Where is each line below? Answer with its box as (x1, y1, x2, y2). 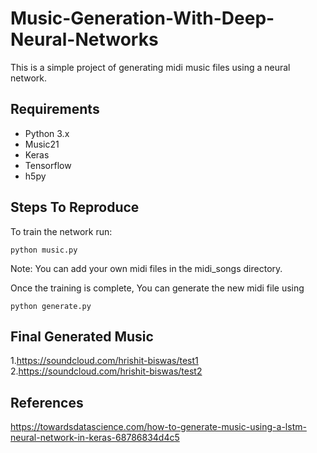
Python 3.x (24, 127, 70, 139)
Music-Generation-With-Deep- (10, 7, 275, 30)
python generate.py (10, 301, 92, 311)
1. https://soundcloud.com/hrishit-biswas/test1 (10, 355, 199, 367)
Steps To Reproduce (10, 199, 140, 216)
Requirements (10, 101, 100, 118)
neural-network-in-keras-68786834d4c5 (10, 432, 180, 444)
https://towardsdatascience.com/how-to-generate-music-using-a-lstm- (10, 421, 307, 433)
